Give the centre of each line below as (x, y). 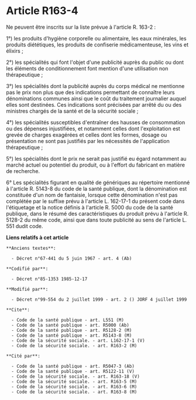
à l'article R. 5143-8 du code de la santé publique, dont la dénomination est (97, 188)
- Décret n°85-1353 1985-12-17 (49, 279)
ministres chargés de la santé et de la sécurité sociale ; (72, 111)
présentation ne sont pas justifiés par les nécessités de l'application (88, 141)
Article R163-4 (42, 11)
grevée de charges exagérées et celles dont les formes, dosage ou (87, 135)
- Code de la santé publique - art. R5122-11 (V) (73, 371)
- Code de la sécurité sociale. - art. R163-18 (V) (76, 377)
